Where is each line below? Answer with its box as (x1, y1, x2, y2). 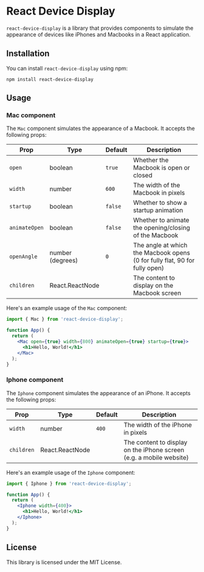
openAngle (9, 253, 38, 260)
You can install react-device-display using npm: (6, 64, 128, 72)
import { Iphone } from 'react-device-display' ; (6, 480, 132, 487)
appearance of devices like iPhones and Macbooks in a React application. (6, 30, 191, 38)
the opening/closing (133, 224, 190, 232)
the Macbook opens (133, 249, 190, 257)
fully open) (133, 264, 165, 272)
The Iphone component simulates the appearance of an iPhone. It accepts (6, 389, 191, 396)
